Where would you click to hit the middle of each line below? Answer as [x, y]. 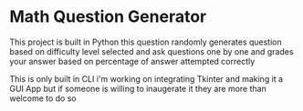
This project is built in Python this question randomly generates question [146, 42]
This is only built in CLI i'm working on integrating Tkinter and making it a [146, 78]
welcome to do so [43, 98]
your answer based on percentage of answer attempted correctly [132, 61]
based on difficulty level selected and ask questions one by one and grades [151, 51]
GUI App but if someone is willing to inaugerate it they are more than [138, 88]
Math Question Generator [108, 17]
